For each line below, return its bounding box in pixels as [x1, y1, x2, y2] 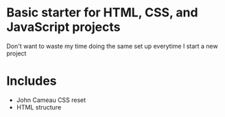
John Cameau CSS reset [16, 96, 86, 104]
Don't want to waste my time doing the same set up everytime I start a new [6, 42, 218, 50]
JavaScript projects [6, 19, 121, 35]
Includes [6, 73, 57, 89]
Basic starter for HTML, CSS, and [6, 5, 198, 21]
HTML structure [16, 103, 62, 111]
